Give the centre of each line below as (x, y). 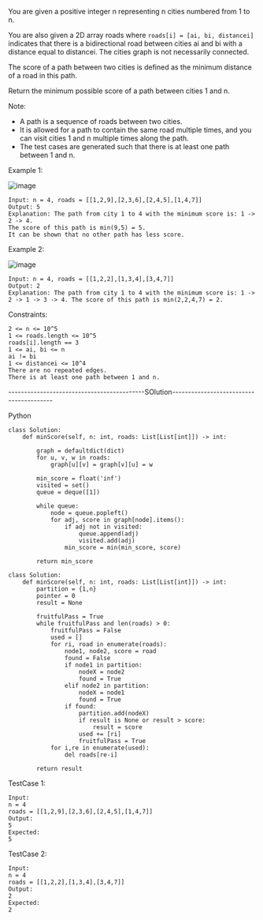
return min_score (65, 561)
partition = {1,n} (67, 589)
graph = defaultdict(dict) (81, 451)
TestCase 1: (27, 783)
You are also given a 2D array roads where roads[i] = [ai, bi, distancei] (131, 35)
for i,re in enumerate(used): (100, 748)
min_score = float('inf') (79, 479)
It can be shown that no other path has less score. (96, 235)
